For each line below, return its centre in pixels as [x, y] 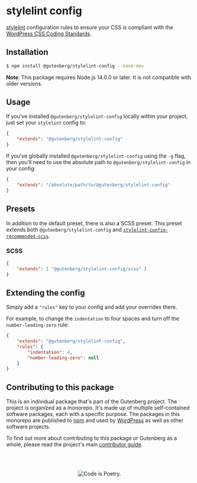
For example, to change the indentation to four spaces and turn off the [93, 319]
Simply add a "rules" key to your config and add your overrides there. [92, 307]
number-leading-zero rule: [38, 325]
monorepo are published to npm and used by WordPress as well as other [95, 420]
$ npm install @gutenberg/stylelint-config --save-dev [75, 66]
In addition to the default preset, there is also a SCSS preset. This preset [94, 223]
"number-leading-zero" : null [63, 358]
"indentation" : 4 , [50, 352]
